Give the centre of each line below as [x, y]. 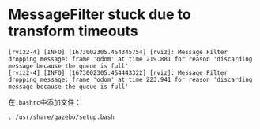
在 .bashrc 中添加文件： [45, 102]
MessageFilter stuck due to [100, 15]
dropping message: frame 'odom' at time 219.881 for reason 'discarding [130, 59]
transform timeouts [73, 31]
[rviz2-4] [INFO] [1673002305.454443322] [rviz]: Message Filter [118, 72]
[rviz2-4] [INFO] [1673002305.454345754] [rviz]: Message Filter [118, 52]
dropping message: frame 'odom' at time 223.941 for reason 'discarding [130, 79]
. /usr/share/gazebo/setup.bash [61, 117]
